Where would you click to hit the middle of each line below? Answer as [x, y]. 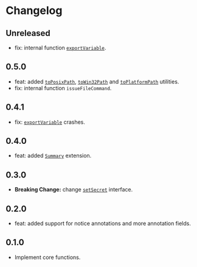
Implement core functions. [47, 257]
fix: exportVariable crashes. [50, 122]
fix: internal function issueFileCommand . [63, 88]
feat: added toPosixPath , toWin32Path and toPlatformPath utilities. [97, 81]
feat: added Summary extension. [53, 155]
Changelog [34, 11]
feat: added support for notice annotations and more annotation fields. [102, 224]
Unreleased [28, 33]
